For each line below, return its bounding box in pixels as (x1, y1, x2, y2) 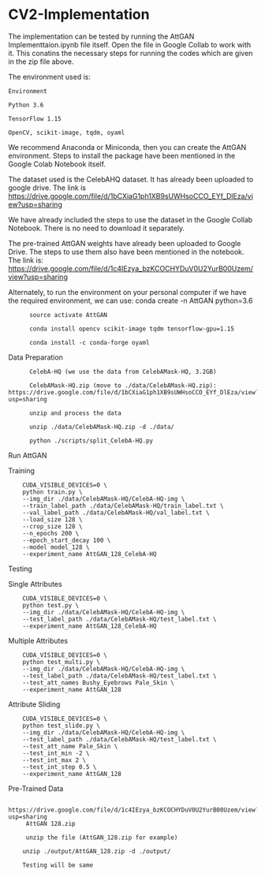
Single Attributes (8, 579, 62, 588)
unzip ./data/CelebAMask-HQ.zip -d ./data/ (28, 423, 175, 431)
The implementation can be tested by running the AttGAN (8, 32, 195, 41)
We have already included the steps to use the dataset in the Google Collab (8, 215, 253, 224)
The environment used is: (8, 72, 91, 81)
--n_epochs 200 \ (22, 529, 80, 537)
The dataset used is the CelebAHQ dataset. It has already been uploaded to (8, 174, 254, 184)
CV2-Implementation (8, 6, 150, 24)
